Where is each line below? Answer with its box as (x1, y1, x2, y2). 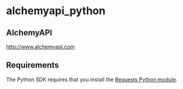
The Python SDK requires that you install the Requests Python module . (6, 75, 178, 83)
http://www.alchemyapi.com (6, 43, 75, 50)
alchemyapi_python (6, 4, 106, 18)
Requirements (6, 60, 59, 70)
